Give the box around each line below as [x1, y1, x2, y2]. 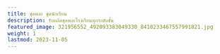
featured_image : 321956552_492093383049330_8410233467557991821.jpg [7, 23, 214, 30]
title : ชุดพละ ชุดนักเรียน [7, 10, 67, 18]
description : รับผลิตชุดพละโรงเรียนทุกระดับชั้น [7, 17, 115, 24]
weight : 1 [7, 29, 37, 37]
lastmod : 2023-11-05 [7, 36, 69, 43]
